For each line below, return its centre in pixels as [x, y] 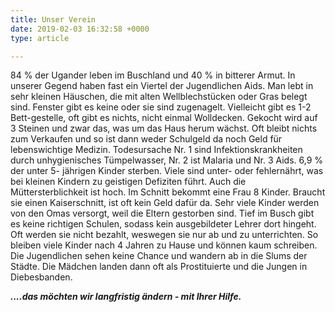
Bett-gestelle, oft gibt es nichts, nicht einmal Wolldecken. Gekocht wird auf [164, 118]
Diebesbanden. [41, 277]
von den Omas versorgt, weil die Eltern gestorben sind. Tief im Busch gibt [162, 213]
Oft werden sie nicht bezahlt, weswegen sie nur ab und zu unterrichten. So [164, 235]
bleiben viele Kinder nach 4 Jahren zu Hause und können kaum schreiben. [164, 245]
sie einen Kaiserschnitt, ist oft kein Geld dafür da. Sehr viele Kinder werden [165, 203]
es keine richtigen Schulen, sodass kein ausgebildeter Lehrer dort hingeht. [163, 224]
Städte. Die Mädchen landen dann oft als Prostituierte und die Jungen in [159, 267]
